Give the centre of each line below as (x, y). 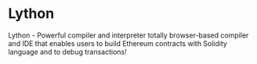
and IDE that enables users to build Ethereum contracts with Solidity (118, 43)
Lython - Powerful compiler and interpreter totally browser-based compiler (128, 35)
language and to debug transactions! (67, 52)
